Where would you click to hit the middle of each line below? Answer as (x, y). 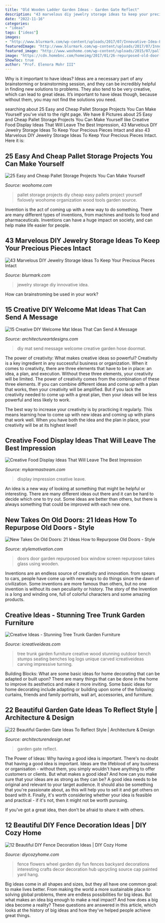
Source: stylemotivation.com (34, 549)
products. (15, 600)
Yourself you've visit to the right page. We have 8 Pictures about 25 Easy (79, 114)
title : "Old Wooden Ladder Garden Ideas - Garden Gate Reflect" (72, 10)
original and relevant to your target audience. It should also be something (79, 785)
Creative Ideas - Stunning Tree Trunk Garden (75, 615)
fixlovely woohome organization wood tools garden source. (77, 200)
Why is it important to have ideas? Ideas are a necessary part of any (74, 79)
